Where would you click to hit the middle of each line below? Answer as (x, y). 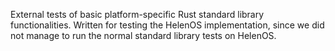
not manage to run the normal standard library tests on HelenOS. (143, 35)
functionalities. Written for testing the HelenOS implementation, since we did (167, 25)
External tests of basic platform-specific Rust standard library (137, 14)
